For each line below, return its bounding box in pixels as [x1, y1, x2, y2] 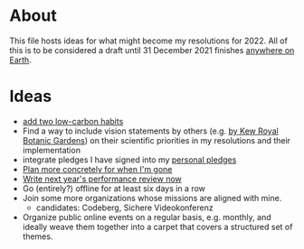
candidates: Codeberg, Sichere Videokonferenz [35, 202, 214, 213]
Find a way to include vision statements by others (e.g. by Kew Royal [22, 125, 279, 136]
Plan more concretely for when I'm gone [22, 163, 173, 174]
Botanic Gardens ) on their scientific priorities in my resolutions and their [22, 134, 291, 145]
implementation [22, 144, 81, 155]
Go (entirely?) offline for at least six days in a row [22, 182, 206, 194]
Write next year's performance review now [22, 173, 183, 184]
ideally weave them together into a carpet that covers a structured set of [22, 221, 293, 232]
